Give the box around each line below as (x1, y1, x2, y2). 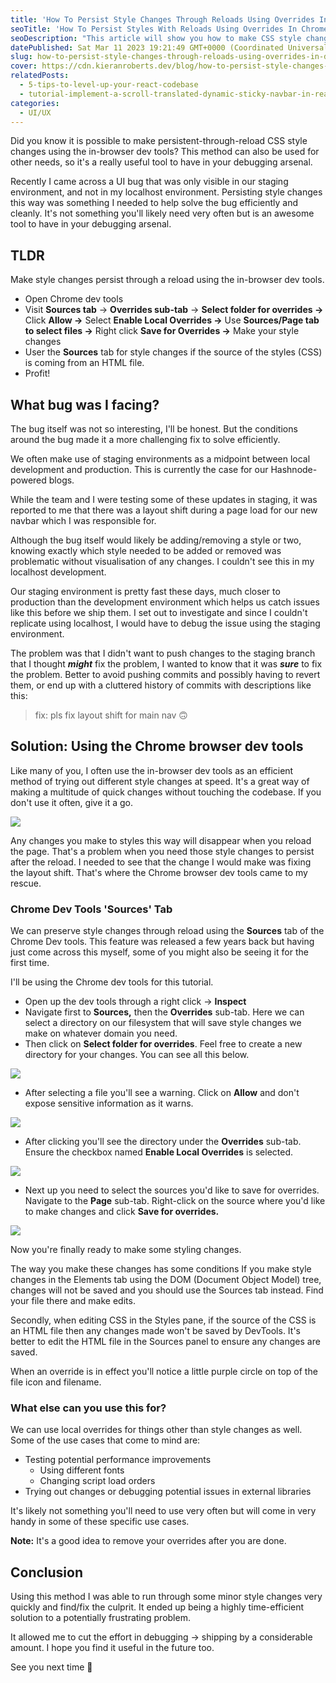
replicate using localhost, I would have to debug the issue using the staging (10, 617, 321, 629)
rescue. (10, 877, 42, 889)
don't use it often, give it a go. (10, 796, 133, 808)
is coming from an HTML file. (24, 357, 145, 369)
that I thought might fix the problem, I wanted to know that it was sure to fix (10, 658, 323, 670)
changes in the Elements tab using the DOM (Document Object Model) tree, (10, 1274, 322, 1286)
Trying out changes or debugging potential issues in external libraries (24, 1486, 312, 1498)
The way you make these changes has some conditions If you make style (10, 1263, 312, 1275)
